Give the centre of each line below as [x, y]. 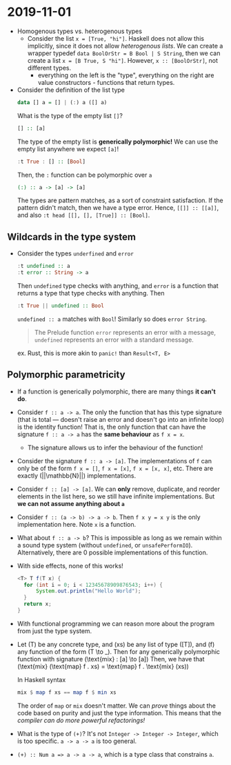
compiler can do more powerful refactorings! [81, 720]
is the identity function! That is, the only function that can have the [111, 427]
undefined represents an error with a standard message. [114, 340]
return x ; [38, 604]
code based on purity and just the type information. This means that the [119, 713]
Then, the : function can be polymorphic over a [84, 175]
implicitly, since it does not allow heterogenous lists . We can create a [125, 46]
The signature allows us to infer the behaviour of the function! [115, 447]
